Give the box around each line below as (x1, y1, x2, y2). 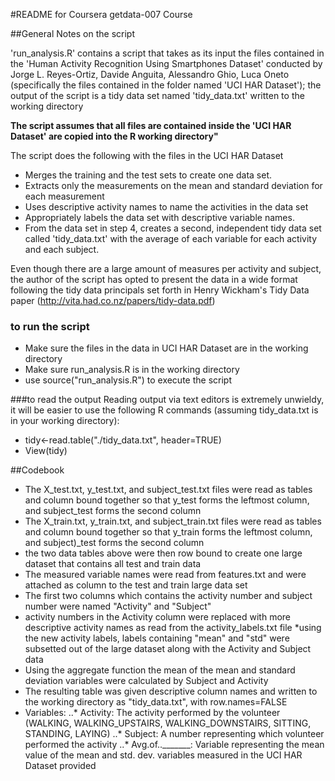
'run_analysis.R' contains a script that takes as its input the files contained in (10, 47, 325, 59)
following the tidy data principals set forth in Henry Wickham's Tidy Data (10, 284, 310, 296)
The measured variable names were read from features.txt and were (24, 569, 307, 581)
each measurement (24, 190, 105, 202)
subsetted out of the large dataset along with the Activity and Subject (24, 643, 312, 655)
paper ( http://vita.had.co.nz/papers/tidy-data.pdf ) (10, 295, 216, 306)
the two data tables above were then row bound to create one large (24, 547, 303, 559)
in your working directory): (10, 415, 120, 427)
